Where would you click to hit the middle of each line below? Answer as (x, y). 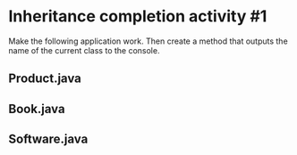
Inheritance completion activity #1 (138, 16)
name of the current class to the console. (84, 50)
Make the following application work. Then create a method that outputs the (148, 41)
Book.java (37, 109)
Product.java (45, 79)
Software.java (48, 139)
